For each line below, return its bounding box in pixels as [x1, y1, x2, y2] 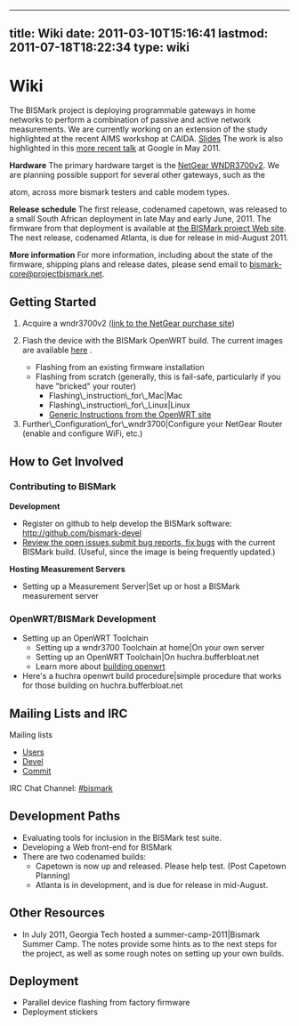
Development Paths [9, 809, 121, 824]
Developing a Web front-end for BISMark [21, 842, 173, 852]
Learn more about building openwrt [35, 661, 166, 672]
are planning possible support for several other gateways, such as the [9, 170, 265, 181]
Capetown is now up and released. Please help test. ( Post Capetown [35, 860, 287, 871]
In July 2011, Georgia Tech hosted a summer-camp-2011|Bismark [21, 929, 261, 940]
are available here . [21, 344, 93, 356]
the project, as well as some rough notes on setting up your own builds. [21, 948, 285, 958]
